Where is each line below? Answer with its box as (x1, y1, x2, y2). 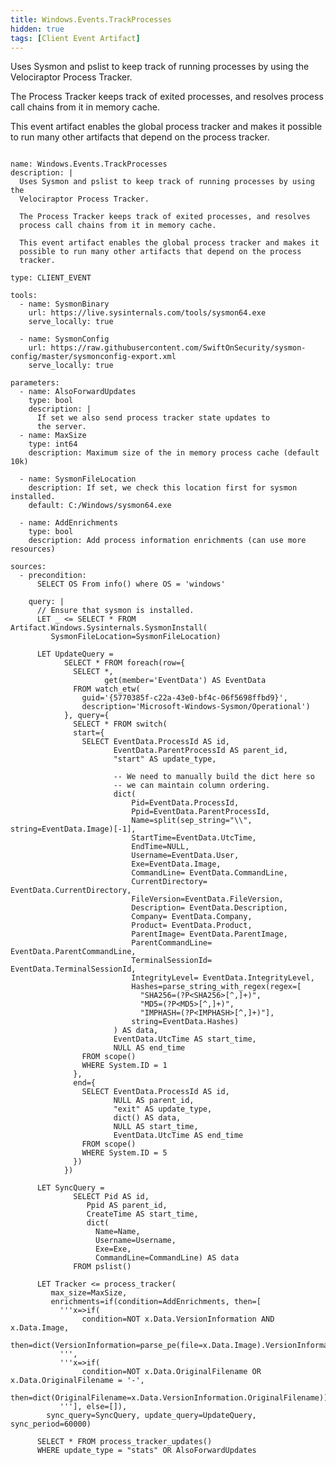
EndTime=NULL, (131, 842, 190, 852)
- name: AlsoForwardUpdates (19, 387, 137, 397)
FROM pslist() (73, 1262, 132, 1272)
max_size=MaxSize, (50, 1288, 128, 1298)
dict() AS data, (113, 1113, 182, 1123)
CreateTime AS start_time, (86, 1209, 199, 1220)
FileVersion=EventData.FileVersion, (131, 894, 284, 905)
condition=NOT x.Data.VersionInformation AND (81, 1314, 275, 1325)
